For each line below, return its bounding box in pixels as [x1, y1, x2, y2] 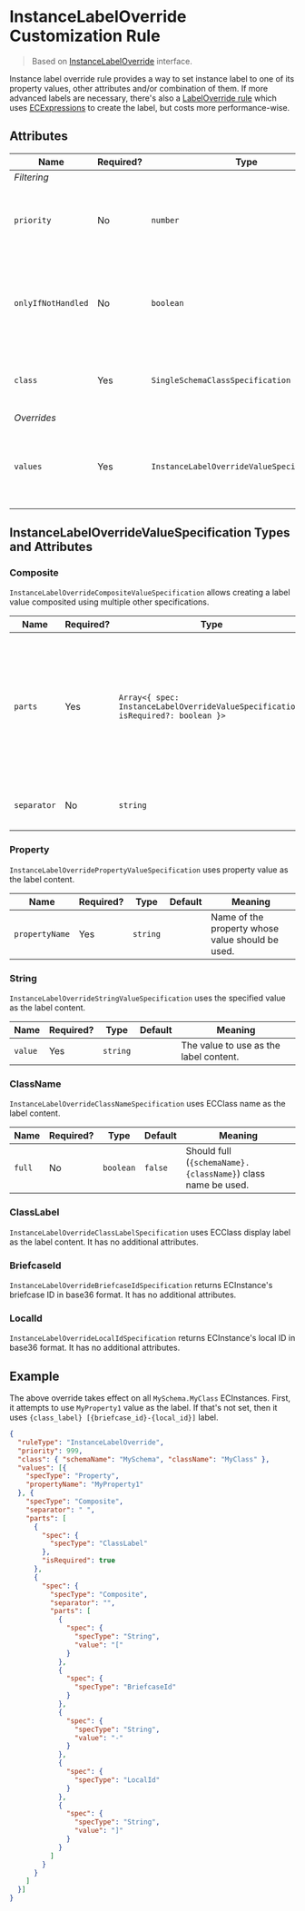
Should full [185, 1145, 231, 1157]
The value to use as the [181, 1039, 281, 1052]
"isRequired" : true [42, 1556, 116, 1565]
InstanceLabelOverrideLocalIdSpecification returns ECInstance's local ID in [9, 1333, 296, 1344]
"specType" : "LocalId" [74, 1775, 161, 1785]
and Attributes [9, 539, 93, 555]
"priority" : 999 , [17, 1446, 84, 1455]
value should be [211, 933, 279, 946]
